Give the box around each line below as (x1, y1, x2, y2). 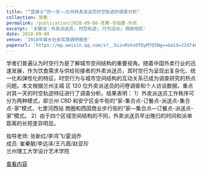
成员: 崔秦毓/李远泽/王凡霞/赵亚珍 (6, 139, 89, 147)
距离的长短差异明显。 (6, 120, 59, 127)
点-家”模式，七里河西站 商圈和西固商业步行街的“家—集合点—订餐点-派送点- (6, 105, 194, 112)
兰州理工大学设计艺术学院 (6, 147, 70, 154)
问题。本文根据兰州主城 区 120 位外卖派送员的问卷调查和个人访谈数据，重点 (6, 82, 194, 89)
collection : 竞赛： (6, 14, 52, 20)
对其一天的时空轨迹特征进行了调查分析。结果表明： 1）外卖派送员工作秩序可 (6, 90, 194, 97)
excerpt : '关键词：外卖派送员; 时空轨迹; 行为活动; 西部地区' (6, 25, 146, 32)
